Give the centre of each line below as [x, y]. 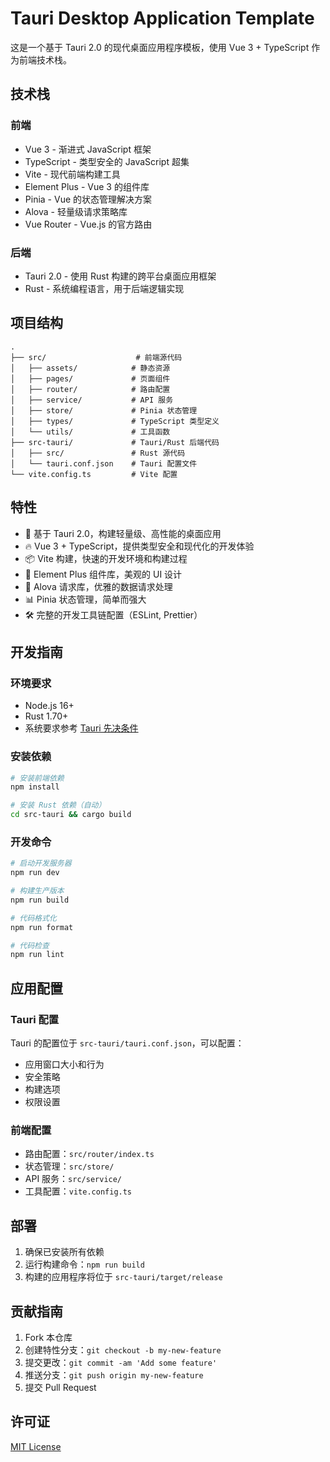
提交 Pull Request [60, 1387]
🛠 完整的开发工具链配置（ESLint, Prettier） [113, 614]
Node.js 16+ [49, 706]
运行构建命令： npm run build [84, 1264]
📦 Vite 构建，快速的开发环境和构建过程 [106, 558]
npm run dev [35, 873]
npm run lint [37, 955]
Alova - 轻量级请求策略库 [76, 211]
